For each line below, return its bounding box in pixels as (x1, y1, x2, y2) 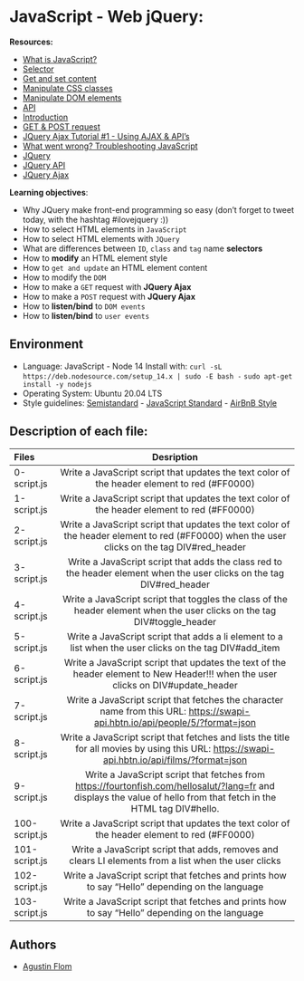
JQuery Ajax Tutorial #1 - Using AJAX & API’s (22, 130, 190, 141)
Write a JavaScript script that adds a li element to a (67, 630, 283, 642)
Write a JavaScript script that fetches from (84, 768, 265, 781)
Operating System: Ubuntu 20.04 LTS (22, 388, 163, 399)
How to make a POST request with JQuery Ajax (22, 291, 196, 302)
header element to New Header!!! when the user (72, 668, 278, 680)
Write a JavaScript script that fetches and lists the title (60, 731, 290, 744)
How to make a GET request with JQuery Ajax (22, 281, 192, 292)
